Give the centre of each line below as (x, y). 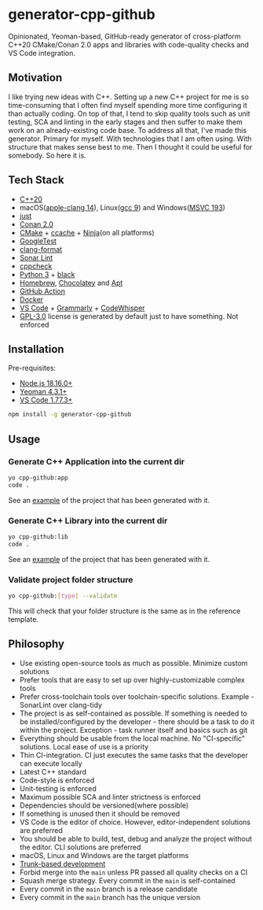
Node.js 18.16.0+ (46, 383)
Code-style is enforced (57, 780)
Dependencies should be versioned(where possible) (104, 805)
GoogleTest (38, 241)
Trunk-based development (62, 864)
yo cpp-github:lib (38, 537)
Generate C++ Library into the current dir (88, 520)
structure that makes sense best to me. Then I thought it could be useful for (130, 146)
